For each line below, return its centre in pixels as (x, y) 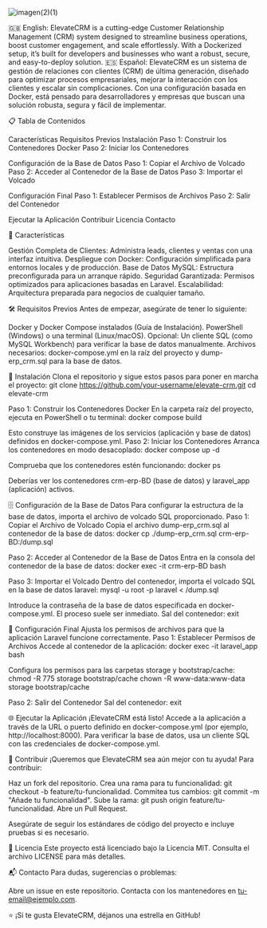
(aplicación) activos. (41, 489)
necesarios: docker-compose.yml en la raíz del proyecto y (104, 352)
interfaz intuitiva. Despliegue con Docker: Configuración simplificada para (130, 259)
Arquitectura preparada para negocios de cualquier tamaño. (107, 293)
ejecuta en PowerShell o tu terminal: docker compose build (105, 417)
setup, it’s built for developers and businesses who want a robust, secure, (130, 53)
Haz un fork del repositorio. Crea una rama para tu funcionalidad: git (120, 783)
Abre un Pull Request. (92, 808)
